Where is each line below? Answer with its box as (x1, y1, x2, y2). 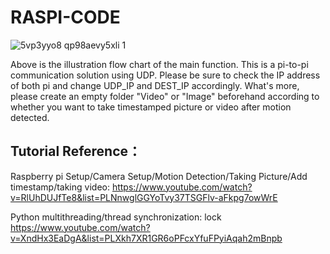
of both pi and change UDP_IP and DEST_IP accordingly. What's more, (10, 79, 300, 91)
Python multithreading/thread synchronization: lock (10, 211, 222, 223)
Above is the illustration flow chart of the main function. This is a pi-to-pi (10, 58, 309, 70)
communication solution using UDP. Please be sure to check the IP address (10, 69, 321, 81)
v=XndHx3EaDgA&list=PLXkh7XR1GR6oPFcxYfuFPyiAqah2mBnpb (10, 232, 283, 244)
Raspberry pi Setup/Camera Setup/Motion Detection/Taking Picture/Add (10, 170, 308, 182)
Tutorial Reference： (10, 143, 142, 160)
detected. (10, 111, 50, 123)
